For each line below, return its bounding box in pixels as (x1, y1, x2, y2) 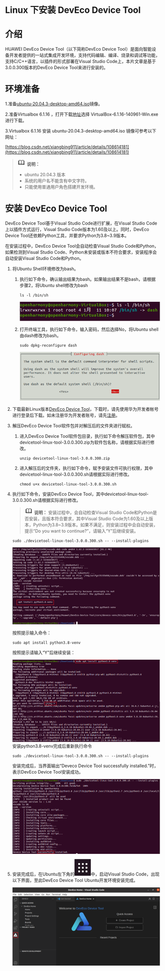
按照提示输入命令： (12, 630, 52, 636)
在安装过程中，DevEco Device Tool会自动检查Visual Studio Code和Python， (5, 243, 159, 249)
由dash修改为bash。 (19, 332, 61, 338)
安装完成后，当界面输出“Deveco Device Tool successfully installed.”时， (12, 763, 159, 769)
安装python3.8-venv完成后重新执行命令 (12, 743, 92, 749)
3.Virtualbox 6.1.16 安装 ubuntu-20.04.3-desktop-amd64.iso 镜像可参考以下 (5, 128, 157, 134)
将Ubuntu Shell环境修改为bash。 (12, 266, 79, 271)
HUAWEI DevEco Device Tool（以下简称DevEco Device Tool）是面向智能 (5, 46, 152, 52)
